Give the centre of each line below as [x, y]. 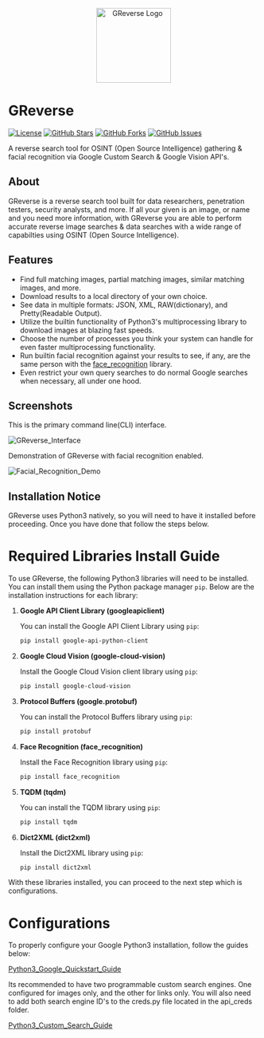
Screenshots [41, 405]
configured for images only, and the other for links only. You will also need [130, 993]
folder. [19, 1010]
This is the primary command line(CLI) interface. [87, 425]
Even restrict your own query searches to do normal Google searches [134, 372]
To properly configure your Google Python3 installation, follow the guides [128, 946]
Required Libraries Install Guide [114, 556]
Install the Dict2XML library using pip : [82, 852]
